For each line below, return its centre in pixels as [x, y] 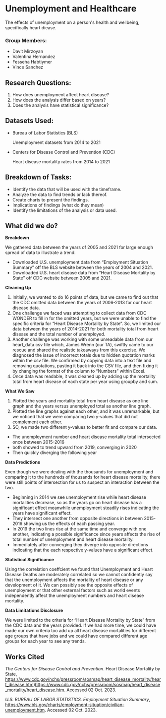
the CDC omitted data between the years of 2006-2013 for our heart [82, 303]
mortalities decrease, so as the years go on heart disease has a [77, 503]
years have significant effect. [42, 513]
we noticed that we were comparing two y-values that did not [75, 417]
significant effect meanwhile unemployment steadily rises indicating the [86, 508]
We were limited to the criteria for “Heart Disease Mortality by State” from [80, 620]
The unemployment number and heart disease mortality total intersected [86, 437]
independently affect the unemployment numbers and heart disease [75, 595]
